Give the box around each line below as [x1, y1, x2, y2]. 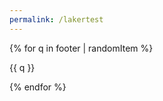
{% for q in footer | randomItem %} [9, 42, 154, 54]
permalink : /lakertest [9, 14, 104, 25]
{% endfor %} [9, 81, 67, 93]
